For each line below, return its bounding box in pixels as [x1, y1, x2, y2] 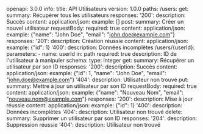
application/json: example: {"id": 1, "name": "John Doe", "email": [6, 70, 166, 76]
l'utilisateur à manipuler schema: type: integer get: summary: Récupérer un [6, 57, 194, 64]
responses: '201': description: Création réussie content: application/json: [6, 38, 189, 44]
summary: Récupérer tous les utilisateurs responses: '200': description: [6, 12, 186, 19]
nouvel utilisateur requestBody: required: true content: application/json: [6, 24, 186, 32]
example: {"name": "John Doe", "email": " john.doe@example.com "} [6, 31, 176, 38]
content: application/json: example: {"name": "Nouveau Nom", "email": [6, 89, 184, 96]
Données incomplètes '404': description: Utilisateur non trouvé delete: [6, 109, 183, 115]
